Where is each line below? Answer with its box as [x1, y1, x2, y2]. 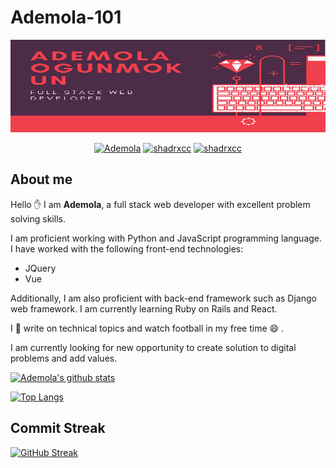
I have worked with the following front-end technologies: [10, 242, 244, 255]
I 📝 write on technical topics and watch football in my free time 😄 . [10, 322, 285, 334]
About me [10, 171, 73, 188]
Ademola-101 [10, 6, 122, 29]
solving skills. [10, 212, 66, 225]
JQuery [24, 262, 57, 274]
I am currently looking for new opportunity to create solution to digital [10, 341, 297, 353]
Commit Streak [10, 420, 106, 437]
